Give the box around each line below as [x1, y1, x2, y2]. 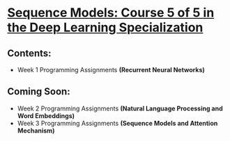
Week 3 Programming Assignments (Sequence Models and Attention [17, 119, 218, 127]
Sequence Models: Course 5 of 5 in [7, 5, 215, 21]
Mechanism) [17, 126, 55, 135]
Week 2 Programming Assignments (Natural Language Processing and [17, 104, 223, 113]
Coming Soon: [7, 85, 71, 98]
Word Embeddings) [17, 111, 75, 119]
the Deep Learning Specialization [7, 19, 204, 35]
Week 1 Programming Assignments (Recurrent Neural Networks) [17, 66, 206, 74]
